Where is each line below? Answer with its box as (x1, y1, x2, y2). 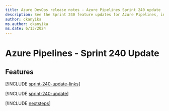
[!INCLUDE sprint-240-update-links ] (5, 81, 80, 87)
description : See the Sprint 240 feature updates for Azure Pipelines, (5, 12, 158, 17)
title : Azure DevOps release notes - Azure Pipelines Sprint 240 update (5, 7, 161, 13)
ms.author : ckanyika (5, 21, 49, 27)
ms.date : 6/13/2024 (5, 26, 46, 31)
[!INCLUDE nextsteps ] (5, 100, 51, 106)
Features (5, 67, 34, 76)
